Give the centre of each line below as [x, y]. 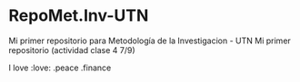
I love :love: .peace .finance [60, 68]
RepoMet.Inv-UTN [79, 16]
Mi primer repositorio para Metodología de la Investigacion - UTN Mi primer [150, 41]
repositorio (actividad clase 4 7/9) [72, 50]
